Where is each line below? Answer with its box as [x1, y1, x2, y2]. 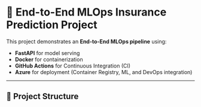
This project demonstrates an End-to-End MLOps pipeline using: [6, 38, 167, 45]
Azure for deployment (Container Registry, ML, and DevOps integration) [14, 68, 193, 75]
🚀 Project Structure [6, 91, 79, 102]
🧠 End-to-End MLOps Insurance [6, 5, 167, 19]
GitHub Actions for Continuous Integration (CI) [14, 62, 130, 69]
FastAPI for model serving [14, 49, 80, 56]
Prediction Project [6, 18, 98, 32]
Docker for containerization [14, 56, 83, 63]
